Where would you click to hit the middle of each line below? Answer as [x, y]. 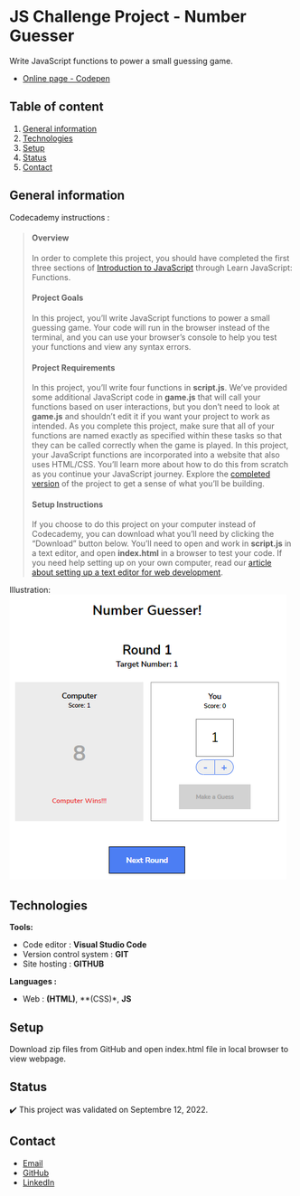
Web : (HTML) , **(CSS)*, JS [77, 999]
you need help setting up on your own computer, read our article [151, 563]
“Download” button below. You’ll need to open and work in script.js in [161, 543]
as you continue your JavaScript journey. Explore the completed [151, 474]
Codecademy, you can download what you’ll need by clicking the [153, 534]
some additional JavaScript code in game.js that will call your [146, 397]
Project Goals [57, 298]
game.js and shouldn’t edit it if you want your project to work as [151, 417]
